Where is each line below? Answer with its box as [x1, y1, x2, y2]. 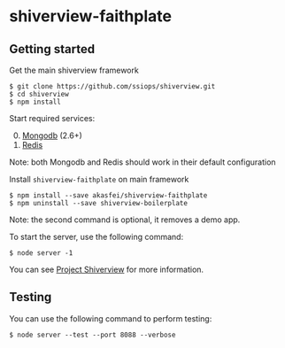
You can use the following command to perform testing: [9, 313, 212, 324]
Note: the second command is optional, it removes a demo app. [9, 214, 241, 225]
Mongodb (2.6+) [21, 130, 82, 141]
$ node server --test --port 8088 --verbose [9, 330, 176, 339]
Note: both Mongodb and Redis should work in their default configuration [9, 157, 276, 167]
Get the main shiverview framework [9, 65, 139, 75]
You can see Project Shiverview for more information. [9, 264, 204, 275]
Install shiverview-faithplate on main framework [9, 174, 189, 184]
